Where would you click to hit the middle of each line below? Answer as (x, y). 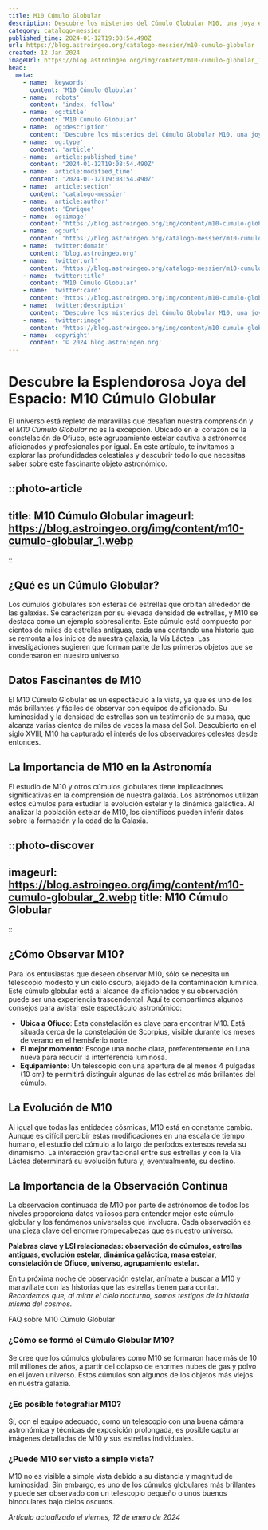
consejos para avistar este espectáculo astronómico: (95, 1007)
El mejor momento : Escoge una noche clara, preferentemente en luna (134, 1048)
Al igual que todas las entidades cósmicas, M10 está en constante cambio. (130, 1127)
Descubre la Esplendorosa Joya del (127, 382)
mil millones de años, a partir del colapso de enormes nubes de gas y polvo (132, 1366)
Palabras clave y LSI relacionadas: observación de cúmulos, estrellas (125, 1246)
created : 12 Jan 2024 (44, 53)
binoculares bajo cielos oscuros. (61, 1502)
